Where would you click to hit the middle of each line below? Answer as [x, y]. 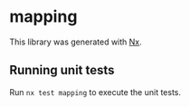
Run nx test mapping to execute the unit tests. [95, 92]
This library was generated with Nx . [76, 42]
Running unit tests [62, 70]
